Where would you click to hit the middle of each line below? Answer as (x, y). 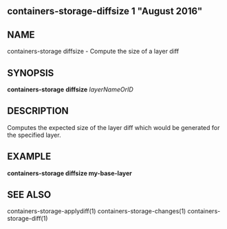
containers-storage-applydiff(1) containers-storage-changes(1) (97, 211)
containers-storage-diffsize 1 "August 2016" (105, 11)
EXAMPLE (29, 156)
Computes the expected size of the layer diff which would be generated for (113, 127)
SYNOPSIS (31, 73)
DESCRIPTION (38, 111)
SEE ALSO (29, 195)
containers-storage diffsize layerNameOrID (71, 89)
